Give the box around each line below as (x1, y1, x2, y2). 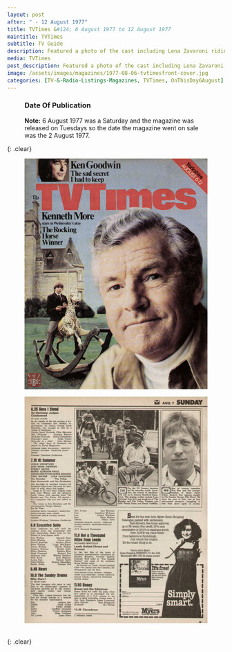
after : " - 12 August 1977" (7, 18, 88, 26)
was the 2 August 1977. (24, 131, 90, 139)
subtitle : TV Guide (7, 40, 64, 48)
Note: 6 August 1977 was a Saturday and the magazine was (24, 116, 195, 125)
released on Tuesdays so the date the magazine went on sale (24, 123, 199, 132)
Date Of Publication (24, 100, 91, 110)
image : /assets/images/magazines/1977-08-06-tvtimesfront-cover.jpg (7, 69, 209, 76)
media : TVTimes (7, 55, 51, 62)
